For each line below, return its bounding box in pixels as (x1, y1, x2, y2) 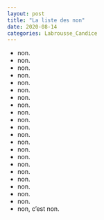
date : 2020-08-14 (7, 23, 58, 30)
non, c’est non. (17, 205, 60, 213)
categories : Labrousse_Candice (7, 29, 98, 37)
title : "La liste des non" (7, 17, 85, 24)
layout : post (7, 10, 45, 17)
